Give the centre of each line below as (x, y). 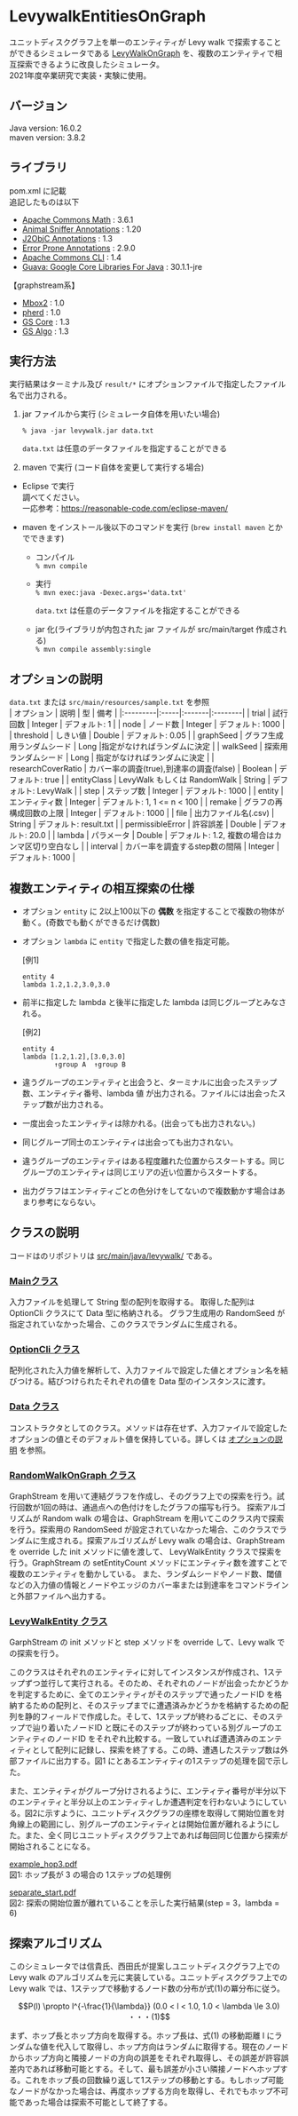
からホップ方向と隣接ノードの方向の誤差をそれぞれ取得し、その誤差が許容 (145, 2058)
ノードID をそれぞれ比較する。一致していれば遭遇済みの (157, 1739)
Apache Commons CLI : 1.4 (72, 257)
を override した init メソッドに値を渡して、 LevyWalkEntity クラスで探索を (145, 1552)
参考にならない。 (69, 1202)
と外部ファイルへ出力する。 (60, 1596)
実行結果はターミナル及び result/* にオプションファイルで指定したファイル (148, 384)
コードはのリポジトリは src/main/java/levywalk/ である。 (113, 1256)
